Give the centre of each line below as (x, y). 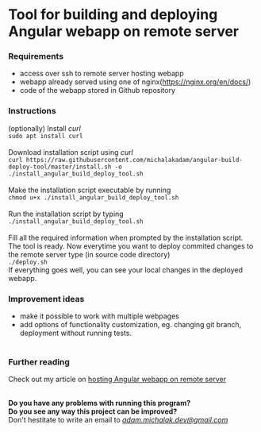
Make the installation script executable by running (90, 190)
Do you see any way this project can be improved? (93, 411)
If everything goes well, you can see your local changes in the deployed (126, 270)
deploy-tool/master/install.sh (60, 167)
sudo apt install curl (46, 136)
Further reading (39, 362)
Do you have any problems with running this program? (100, 403)
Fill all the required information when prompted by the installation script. (126, 237)
